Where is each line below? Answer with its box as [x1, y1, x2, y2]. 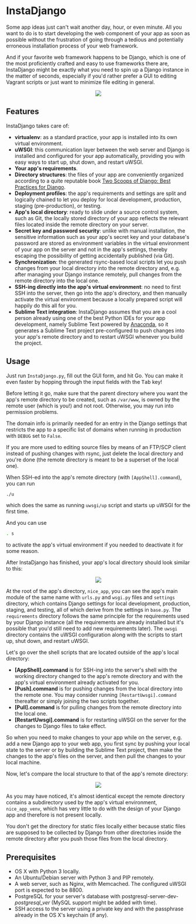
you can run [6, 480, 35, 487]
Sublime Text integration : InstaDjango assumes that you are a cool [14, 308, 177, 315]
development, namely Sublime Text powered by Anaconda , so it [14, 321, 169, 328]
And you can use [6, 520, 47, 527]
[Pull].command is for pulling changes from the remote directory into [14, 704, 182, 711]
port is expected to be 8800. [14, 886, 84, 893]
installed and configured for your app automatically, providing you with [14, 152, 185, 159]
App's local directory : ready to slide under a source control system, [14, 208, 180, 215]
